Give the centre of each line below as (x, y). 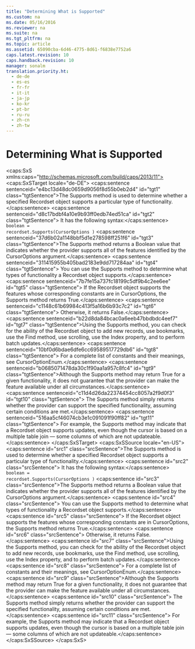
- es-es (21, 82)
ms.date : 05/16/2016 (31, 22)
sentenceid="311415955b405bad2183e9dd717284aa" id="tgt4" (82, 262)
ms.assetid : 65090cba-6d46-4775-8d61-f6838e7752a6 (69, 50)
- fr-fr (21, 88)
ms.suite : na (22, 33)
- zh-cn (21, 120)
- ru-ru (21, 114)
